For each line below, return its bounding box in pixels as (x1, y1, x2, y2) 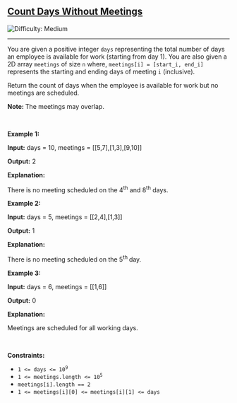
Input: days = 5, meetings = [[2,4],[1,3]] (7, 213, 123, 221)
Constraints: (7, 351, 45, 360)
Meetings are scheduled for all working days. (7, 324, 139, 332)
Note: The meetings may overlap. (7, 102, 104, 110)
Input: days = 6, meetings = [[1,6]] (7, 283, 107, 291)
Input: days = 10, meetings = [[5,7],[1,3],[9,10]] (7, 143, 142, 151)
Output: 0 (7, 296, 37, 305)
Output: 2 (7, 157, 37, 165)
